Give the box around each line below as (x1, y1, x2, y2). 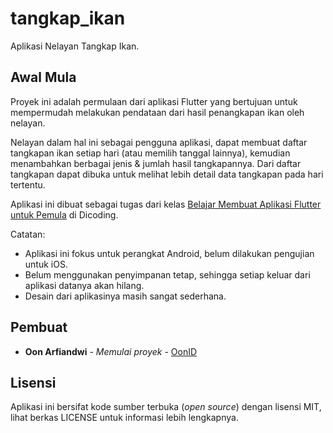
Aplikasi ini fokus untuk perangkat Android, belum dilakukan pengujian (24, 247, 315, 259)
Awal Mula (10, 69, 77, 86)
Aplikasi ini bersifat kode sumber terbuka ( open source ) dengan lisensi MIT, (10, 401, 322, 413)
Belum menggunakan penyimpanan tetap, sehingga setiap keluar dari (24, 268, 311, 281)
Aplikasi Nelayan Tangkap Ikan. (10, 40, 140, 52)
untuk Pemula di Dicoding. (10, 208, 119, 221)
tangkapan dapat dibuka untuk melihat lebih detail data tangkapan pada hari (10, 168, 324, 180)
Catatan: (10, 228, 46, 240)
